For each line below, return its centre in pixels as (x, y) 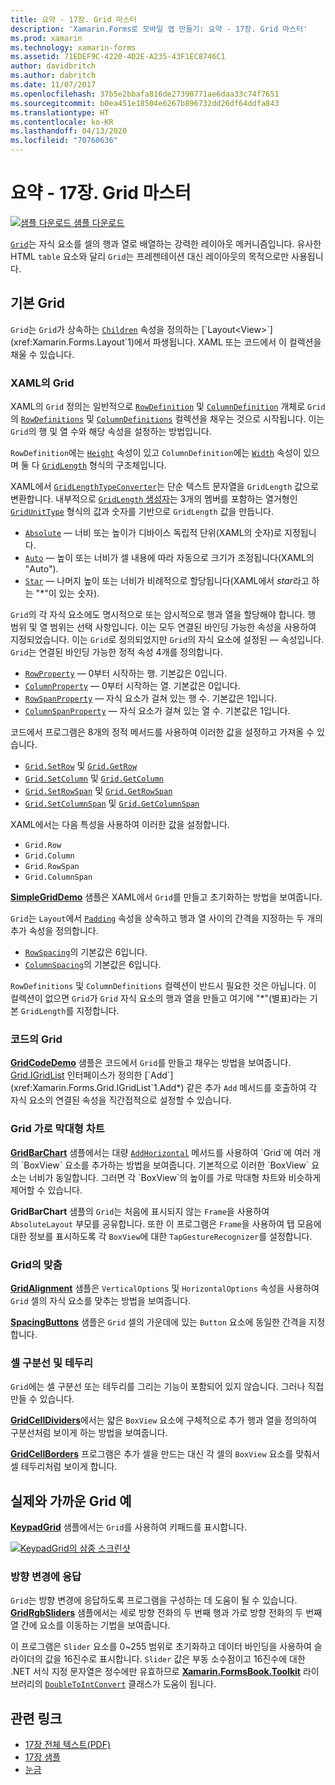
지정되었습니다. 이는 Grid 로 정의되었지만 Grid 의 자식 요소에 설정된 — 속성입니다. (167, 640)
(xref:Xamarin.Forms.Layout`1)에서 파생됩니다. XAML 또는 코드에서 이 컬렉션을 (166, 342)
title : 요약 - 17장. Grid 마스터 (73, 19)
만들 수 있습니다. (42, 1399)
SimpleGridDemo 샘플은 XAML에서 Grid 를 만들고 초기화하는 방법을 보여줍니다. (166, 897)
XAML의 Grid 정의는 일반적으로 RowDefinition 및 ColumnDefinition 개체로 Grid (168, 407)
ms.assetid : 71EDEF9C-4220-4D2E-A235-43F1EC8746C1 (118, 57)
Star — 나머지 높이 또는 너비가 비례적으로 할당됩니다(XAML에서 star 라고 (167, 581)
